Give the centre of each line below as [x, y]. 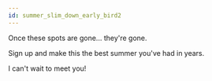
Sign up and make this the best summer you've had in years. [106, 53]
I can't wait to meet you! [47, 68]
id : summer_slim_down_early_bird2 [65, 15]
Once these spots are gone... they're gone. [78, 38]
